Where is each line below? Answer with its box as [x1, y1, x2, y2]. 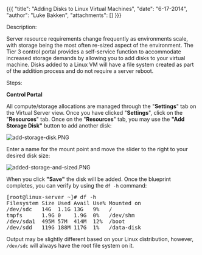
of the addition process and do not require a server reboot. [6, 67, 154, 75]
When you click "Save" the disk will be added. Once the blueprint [6, 175, 172, 183]
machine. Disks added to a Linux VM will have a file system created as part [6, 61, 194, 68]
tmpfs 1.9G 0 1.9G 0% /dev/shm [6, 212, 135, 219]
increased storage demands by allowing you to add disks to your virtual [6, 55, 186, 61]
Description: [6, 24, 37, 30]
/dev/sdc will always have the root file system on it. [6, 242, 134, 249]
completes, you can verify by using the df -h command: [6, 182, 147, 189]
